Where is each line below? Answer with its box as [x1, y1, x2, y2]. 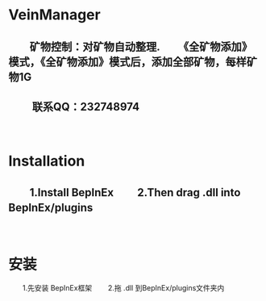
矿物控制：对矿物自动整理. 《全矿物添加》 [29, 40, 252, 53]
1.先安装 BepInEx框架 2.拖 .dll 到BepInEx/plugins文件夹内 [22, 283, 225, 293]
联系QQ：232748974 [31, 99, 139, 114]
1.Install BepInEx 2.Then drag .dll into [29, 186, 241, 199]
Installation [8, 152, 85, 170]
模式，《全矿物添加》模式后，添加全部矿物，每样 [8, 55, 247, 69]
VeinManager [8, 6, 101, 24]
